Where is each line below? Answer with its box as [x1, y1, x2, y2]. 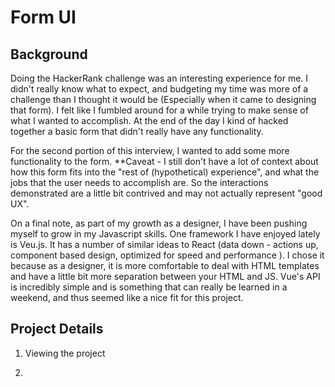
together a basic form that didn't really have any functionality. [10, 126, 264, 137]
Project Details [10, 321, 104, 338]
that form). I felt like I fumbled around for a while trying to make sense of [10, 104, 309, 116]
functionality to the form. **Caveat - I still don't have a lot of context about [10, 156, 319, 167]
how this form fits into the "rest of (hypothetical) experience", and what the [10, 166, 320, 178]
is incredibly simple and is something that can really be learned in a [10, 281, 288, 293]
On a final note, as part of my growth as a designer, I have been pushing [10, 217, 308, 229]
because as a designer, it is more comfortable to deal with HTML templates [10, 260, 320, 271]
